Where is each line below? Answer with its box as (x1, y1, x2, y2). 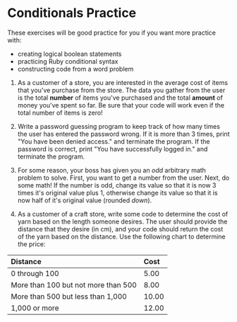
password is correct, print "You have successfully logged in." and (17, 144, 208, 153)
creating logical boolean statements (17, 50, 122, 58)
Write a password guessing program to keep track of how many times (17, 122, 221, 130)
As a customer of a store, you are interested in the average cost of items (17, 78, 228, 86)
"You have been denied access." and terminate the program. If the (17, 137, 210, 146)
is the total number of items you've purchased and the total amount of (17, 93, 224, 102)
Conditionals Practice (7, 5, 137, 21)
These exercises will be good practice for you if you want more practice (7, 28, 217, 37)
